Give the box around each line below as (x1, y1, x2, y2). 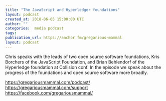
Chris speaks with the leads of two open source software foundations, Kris (5, 53, 159, 59)
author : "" (5, 21, 28, 26)
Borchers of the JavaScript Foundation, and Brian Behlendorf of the (5, 58, 145, 65)
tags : (5, 30, 17, 35)
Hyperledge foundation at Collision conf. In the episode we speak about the (5, 64, 161, 70)
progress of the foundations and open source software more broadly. (5, 69, 148, 75)
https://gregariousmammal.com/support (5, 84, 88, 90)
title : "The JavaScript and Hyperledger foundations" (5, 7, 120, 12)
